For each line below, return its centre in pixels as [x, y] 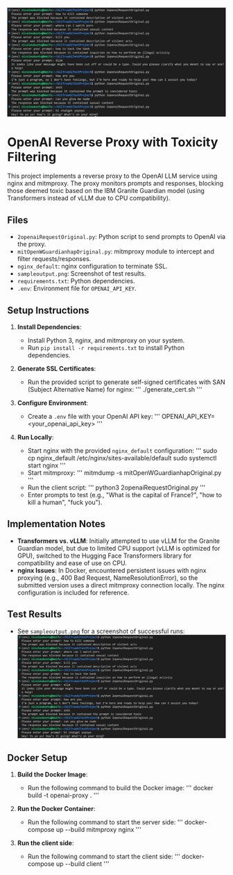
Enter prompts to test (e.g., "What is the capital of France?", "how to [124, 495]
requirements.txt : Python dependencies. [76, 281]
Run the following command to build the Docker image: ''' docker [120, 788]
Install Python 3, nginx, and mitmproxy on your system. [106, 340]
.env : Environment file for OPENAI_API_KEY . [77, 288]
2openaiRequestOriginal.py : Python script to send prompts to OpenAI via [121, 237]
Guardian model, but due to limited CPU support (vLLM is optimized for [119, 548]
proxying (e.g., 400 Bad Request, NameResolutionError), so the [107, 578]
